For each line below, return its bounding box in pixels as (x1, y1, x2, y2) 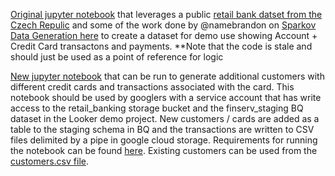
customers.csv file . (10, 155, 89, 167)
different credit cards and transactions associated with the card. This (10, 81, 295, 93)
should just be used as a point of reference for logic (10, 51, 224, 63)
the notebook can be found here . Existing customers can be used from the (10, 145, 318, 156)
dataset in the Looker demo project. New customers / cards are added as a (10, 113, 320, 124)
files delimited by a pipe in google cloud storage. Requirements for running (10, 134, 318, 146)
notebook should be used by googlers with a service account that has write (10, 92, 322, 103)
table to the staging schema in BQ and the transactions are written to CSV (10, 124, 315, 135)
